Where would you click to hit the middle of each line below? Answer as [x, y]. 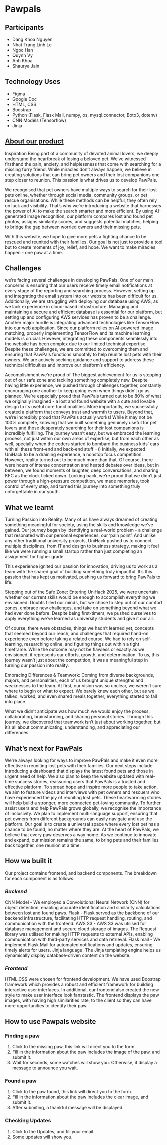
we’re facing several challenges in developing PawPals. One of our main [79, 280]
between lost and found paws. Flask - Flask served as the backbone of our [82, 913]
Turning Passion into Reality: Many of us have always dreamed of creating [81, 519]
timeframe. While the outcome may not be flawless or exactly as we [75, 650]
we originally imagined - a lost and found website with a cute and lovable [80, 401]
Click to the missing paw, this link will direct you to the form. [74, 1047]
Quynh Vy [23, 55]
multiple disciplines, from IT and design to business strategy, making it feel [82, 546]
